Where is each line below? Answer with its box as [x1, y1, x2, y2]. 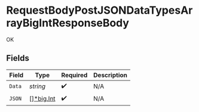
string [29, 82, 46, 91]
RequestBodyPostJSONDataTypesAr [6, 4, 193, 17]
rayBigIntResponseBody [6, 16, 130, 30]
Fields [6, 53, 30, 63]
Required [61, 71, 88, 79]
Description [93, 71, 127, 79]
